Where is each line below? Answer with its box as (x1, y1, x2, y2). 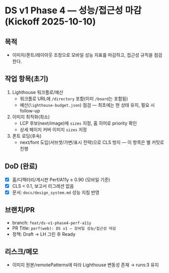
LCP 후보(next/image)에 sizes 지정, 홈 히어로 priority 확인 (19, 120, 137, 126)
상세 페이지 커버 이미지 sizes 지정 (19, 126, 87, 133)
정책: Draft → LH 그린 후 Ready (12, 231, 76, 237)
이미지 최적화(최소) (12, 113, 50, 120)
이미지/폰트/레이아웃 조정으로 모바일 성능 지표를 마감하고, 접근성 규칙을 (12, 52, 153, 58)
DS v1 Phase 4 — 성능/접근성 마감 (5, 5, 142, 16)
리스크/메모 (5, 247, 39, 256)
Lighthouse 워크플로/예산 (12, 89, 64, 95)
